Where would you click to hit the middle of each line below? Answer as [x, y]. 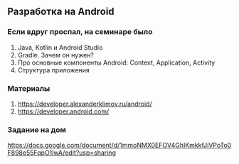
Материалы [29, 88]
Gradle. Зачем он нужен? [55, 55]
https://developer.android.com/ [63, 111]
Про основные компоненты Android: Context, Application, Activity [116, 62]
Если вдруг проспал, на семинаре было [80, 32]
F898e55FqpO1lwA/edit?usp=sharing [62, 153]
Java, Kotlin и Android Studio [60, 47]
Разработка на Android [61, 12]
